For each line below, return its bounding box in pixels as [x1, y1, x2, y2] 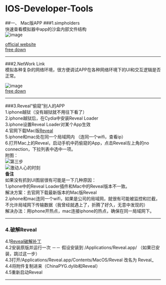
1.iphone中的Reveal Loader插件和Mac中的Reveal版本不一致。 [5, 183, 130, 189]
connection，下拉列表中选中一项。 [5, 146, 76, 152]
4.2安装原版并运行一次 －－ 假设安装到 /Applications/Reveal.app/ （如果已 [5, 244, 156, 250]
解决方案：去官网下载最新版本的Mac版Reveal [5, 189, 97, 195]
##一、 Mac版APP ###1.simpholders [5, 20, 80, 26]
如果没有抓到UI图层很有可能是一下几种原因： [5, 177, 96, 183]
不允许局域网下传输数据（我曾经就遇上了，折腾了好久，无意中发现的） [5, 201, 148, 208]
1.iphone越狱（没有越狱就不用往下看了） [5, 109, 87, 115]
